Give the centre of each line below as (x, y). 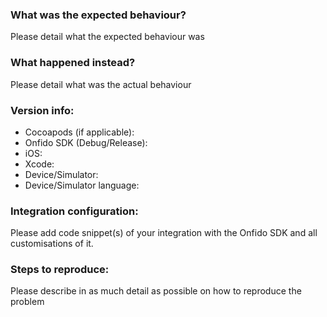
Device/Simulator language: (82, 185)
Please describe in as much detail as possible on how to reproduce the (156, 291)
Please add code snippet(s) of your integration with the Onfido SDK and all (164, 233)
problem (27, 302)
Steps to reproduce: (60, 270)
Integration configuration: (74, 211)
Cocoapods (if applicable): (79, 132)
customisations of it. (52, 244)
